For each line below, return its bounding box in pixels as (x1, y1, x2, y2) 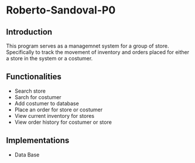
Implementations (6, 135, 70, 145)
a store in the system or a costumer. (6, 55, 93, 62)
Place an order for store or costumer (14, 106, 103, 113)
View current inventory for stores (14, 112, 95, 119)
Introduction (6, 27, 53, 37)
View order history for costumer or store (14, 118, 112, 125)
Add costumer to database (14, 100, 79, 107)
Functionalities (6, 72, 61, 82)
